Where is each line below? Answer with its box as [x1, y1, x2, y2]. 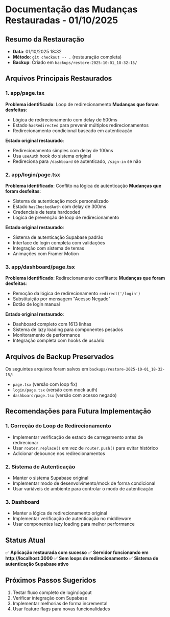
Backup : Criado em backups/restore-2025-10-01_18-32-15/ [12, 59, 137, 65]
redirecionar [12, 439, 39, 445]
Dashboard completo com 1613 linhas [12, 321, 92, 327]
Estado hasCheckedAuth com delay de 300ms [12, 203, 107, 210]
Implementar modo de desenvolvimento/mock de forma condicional [12, 480, 156, 486]
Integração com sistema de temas [12, 245, 84, 251]
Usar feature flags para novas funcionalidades [12, 606, 110, 612]
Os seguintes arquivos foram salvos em [5, 366, 88, 372]
